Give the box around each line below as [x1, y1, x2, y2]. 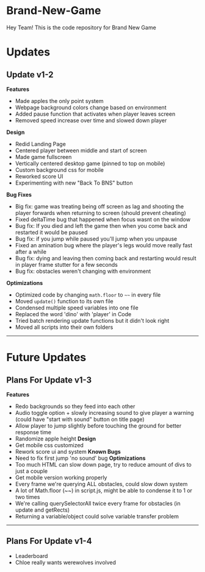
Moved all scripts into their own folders [15, 323, 113, 331]
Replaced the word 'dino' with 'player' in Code [15, 310, 132, 317]
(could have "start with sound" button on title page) [15, 415, 145, 423]
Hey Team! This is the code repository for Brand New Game [6, 24, 157, 31]
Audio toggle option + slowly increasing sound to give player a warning [15, 409, 194, 416]
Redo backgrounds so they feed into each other [15, 403, 135, 410]
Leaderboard [15, 552, 48, 559]
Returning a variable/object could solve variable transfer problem [15, 512, 179, 520]
